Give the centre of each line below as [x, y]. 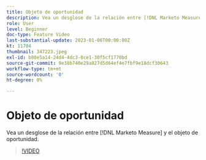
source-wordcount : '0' [35, 75]
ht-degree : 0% [25, 80]
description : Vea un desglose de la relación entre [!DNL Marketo [93, 18]
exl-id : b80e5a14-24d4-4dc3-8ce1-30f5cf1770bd [67, 57]
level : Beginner [27, 29]
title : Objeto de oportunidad [45, 12]
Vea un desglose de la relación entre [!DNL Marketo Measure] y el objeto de [102, 133]
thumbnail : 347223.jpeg [37, 52]
